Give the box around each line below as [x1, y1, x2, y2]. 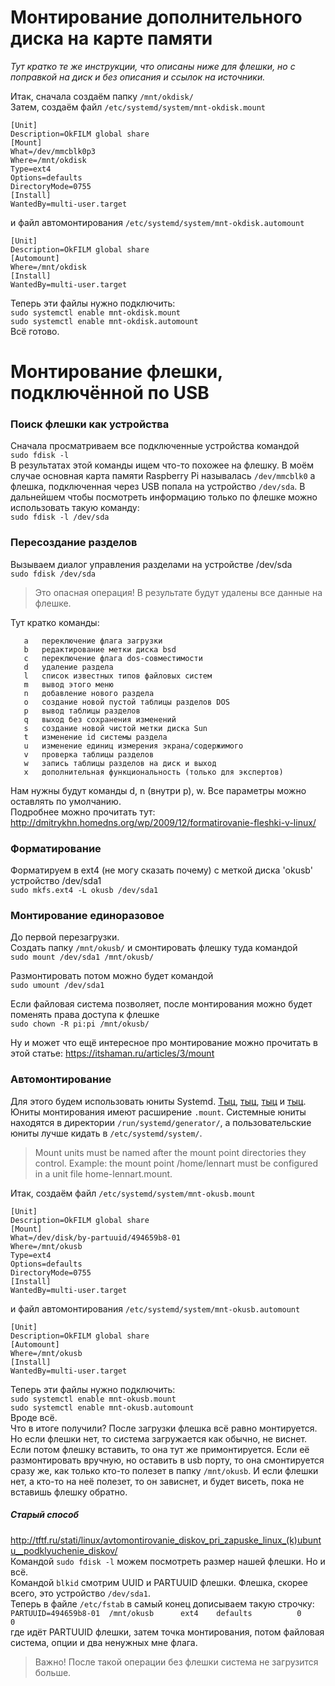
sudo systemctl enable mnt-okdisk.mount [10, 307, 182, 318]
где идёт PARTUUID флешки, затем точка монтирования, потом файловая [10, 1626, 325, 1638]
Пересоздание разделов [10, 536, 138, 550]
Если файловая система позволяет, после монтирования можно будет [10, 998, 313, 1010]
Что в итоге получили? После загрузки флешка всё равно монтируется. [10, 1422, 318, 1434]
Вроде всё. [10, 1411, 58, 1423]
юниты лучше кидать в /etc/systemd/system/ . [10, 1127, 203, 1139]
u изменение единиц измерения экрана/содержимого [23, 741, 244, 751]
